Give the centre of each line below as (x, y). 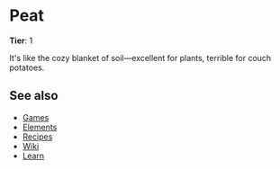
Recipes (37, 137)
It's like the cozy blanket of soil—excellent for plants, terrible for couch (140, 58)
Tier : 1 (21, 40)
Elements (40, 127)
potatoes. (27, 67)
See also (34, 96)
